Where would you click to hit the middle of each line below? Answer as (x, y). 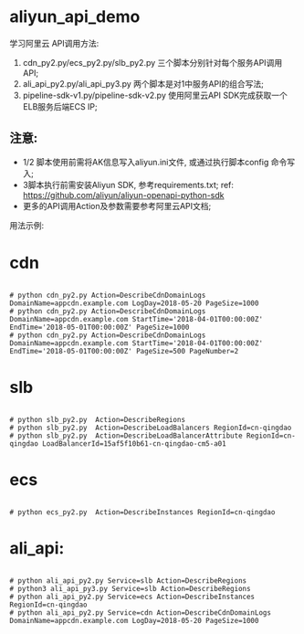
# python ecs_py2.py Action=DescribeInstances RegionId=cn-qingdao (142, 512)
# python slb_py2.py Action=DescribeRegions (97, 419)
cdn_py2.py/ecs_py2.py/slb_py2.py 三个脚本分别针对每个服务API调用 (152, 62)
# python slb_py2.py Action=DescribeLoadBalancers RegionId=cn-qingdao (151, 428)
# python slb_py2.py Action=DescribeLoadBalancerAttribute (126, 436)
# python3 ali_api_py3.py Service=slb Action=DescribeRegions (130, 588)
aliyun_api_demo (75, 17)
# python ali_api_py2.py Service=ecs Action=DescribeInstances (132, 597)
